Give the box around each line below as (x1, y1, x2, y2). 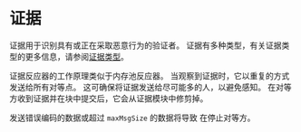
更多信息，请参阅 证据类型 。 (24, 51, 129, 61)
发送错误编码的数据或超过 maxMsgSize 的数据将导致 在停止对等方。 (9, 112, 256, 123)
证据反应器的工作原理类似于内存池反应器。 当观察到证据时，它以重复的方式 (9, 70, 290, 81)
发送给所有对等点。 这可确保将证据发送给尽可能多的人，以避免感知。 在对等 (9, 81, 292, 92)
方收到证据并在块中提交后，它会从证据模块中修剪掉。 (9, 92, 209, 104)
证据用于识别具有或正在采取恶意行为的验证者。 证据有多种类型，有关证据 (9, 40, 282, 51)
